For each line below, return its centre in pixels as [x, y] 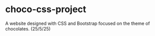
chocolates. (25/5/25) [28, 28]
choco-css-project [46, 9]
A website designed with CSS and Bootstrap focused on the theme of [78, 23]
